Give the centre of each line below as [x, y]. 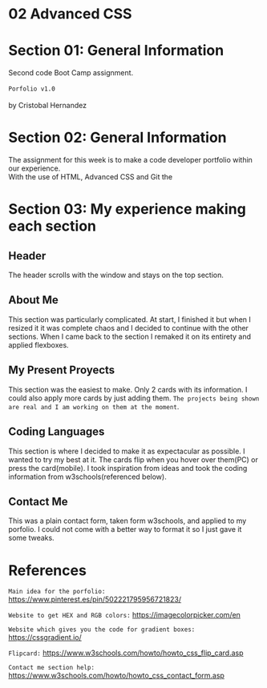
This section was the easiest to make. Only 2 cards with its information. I [128, 389]
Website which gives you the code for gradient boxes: [102, 630]
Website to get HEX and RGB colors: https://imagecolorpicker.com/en [124, 615]
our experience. [34, 168]
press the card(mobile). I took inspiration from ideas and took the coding [128, 468]
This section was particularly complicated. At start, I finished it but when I [129, 319]
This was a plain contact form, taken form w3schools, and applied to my [127, 521]
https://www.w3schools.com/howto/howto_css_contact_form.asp [116, 676]
